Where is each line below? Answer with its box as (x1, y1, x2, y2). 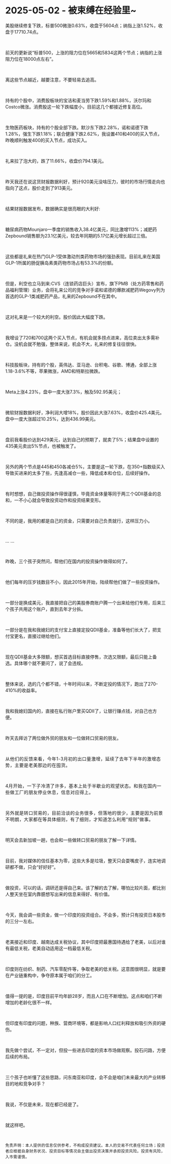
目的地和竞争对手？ (5, 1080, 46, 1087)
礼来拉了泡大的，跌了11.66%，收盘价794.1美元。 (5, 157, 107, 164)
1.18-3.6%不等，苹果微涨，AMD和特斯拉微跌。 (5, 368, 103, 374)
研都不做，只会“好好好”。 (5, 864, 59, 870)
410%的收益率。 (5, 687, 40, 693)
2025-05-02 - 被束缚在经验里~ (5, 5, 136, 16)
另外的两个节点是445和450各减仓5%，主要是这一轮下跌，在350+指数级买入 (5, 463, 165, 469)
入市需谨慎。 (5, 1154, 30, 1160)
